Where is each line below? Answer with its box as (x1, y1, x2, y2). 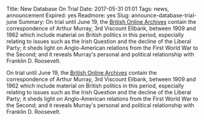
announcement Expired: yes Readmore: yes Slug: (6, 12, 130, 19)
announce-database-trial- (131, 12, 197, 19)
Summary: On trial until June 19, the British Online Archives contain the (18, 18, 197, 25)
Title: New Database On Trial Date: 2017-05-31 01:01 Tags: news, (6, 6, 169, 12)
